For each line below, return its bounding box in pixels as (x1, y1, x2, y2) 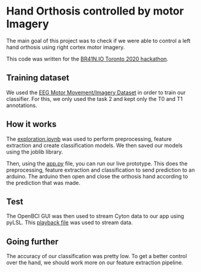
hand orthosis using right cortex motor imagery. (6, 44, 125, 51)
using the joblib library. (6, 148, 63, 155)
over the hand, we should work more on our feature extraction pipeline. (6, 259, 183, 267)
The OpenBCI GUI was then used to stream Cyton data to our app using (6, 213, 184, 220)
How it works (6, 119, 57, 129)
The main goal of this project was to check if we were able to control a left (6, 37, 191, 44)
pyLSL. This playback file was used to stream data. (6, 219, 133, 226)
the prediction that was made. (6, 179, 81, 186)
